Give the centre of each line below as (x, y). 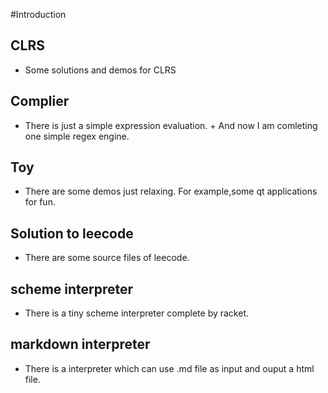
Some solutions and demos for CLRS (100, 70)
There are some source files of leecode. (107, 258)
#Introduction (38, 14)
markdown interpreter (80, 344)
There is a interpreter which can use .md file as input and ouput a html (169, 368)
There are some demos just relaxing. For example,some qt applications (171, 191)
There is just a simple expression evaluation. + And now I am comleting (171, 125)
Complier (40, 101)
